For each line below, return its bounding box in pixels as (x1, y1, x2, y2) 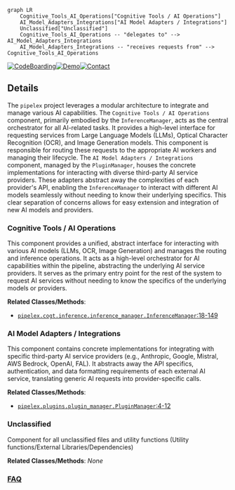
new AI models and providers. (7, 205, 94, 214)
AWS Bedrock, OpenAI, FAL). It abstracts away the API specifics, (7, 359, 194, 368)
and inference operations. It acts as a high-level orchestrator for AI (7, 254, 200, 263)
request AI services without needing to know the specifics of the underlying (7, 276, 227, 285)
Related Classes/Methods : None (7, 456, 104, 465)
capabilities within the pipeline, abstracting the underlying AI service (7, 262, 206, 270)
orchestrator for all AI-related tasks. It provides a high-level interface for (7, 123, 216, 131)
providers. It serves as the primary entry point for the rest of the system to (7, 269, 222, 278)
